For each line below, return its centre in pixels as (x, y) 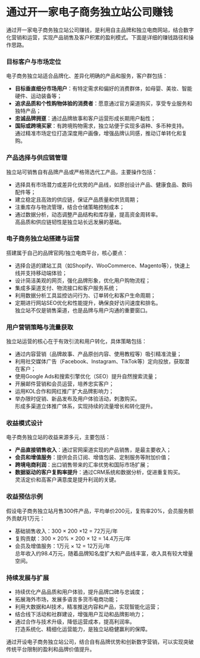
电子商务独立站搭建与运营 (43, 239)
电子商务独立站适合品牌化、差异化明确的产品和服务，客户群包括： (87, 76)
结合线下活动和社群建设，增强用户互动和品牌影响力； (80, 614)
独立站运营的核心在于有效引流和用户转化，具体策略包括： (76, 341)
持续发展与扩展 (28, 577)
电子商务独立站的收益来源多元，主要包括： (58, 437)
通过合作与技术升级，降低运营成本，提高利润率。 (75, 622)
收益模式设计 (25, 423)
